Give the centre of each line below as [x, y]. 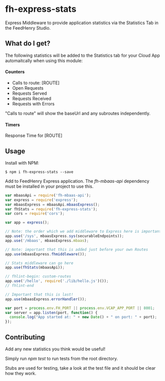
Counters [15, 72]
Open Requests [28, 88]
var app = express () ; [27, 223]
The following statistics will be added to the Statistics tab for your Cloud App [82, 55]
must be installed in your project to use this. [49, 186]
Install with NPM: [22, 163]
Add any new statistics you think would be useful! [55, 349]
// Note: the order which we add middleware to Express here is [72, 232]
